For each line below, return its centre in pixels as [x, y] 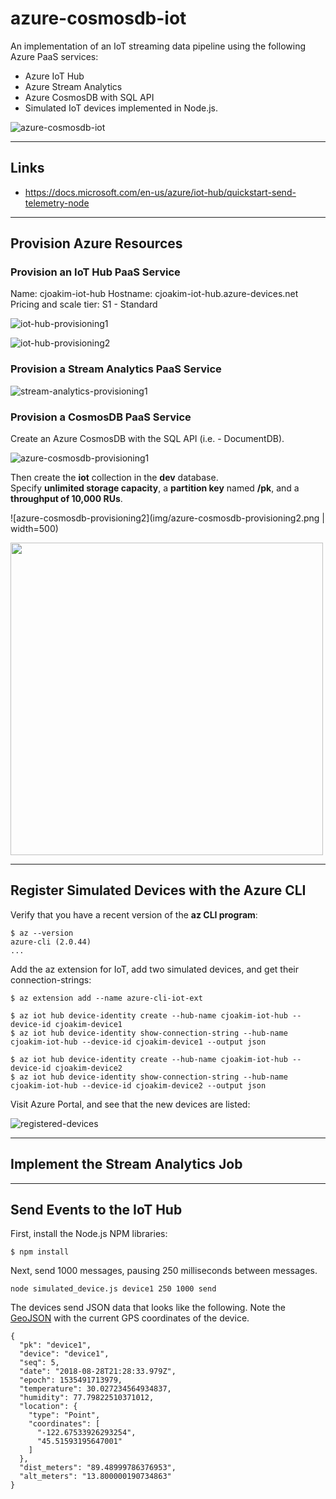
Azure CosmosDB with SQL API [89, 97]
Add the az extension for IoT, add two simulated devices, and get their [155, 969]
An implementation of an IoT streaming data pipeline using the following [158, 46]
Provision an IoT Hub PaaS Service [95, 272]
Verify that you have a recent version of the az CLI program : [134, 914]
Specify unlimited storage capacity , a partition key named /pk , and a [155, 488]
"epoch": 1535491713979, [71, 1380]
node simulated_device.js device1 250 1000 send [113, 1289]
